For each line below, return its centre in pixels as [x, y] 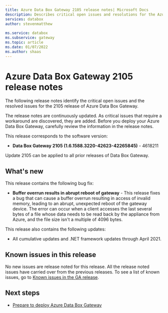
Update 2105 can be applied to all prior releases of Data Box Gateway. [77, 155]
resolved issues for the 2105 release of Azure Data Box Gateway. [72, 106]
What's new [24, 171]
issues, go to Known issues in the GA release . [52, 277]
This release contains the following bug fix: [49, 183]
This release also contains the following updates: [55, 229]
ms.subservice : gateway [30, 38]
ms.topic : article [24, 42]
